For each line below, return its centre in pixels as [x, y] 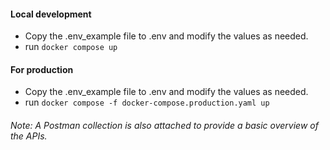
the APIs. [29, 136]
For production [42, 69]
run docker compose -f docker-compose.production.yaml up [147, 102]
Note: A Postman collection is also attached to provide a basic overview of [164, 125]
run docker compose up [71, 47]
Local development [51, 14]
